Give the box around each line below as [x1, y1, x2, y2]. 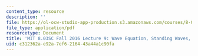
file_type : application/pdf [6, 24, 75, 31]
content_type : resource [6, 8, 65, 15]
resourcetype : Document [6, 30, 65, 36]
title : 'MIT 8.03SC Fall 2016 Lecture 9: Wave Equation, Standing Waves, [6, 36, 192, 41]
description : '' [6, 14, 46, 20]
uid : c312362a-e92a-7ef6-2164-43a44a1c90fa [6, 41, 115, 47]
